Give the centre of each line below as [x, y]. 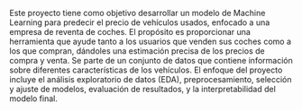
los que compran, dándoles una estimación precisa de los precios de [137, 51]
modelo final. [34, 98]
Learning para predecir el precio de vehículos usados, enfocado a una [140, 22]
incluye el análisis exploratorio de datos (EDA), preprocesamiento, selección [151, 79]
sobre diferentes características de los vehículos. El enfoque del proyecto [146, 70]
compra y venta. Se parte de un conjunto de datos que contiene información [151, 60]
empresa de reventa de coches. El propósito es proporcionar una [130, 32]
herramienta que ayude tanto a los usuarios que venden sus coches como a [150, 41]
